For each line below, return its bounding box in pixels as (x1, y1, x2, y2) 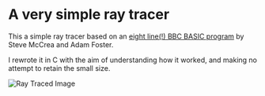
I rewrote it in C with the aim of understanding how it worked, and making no (8, 55, 257, 65)
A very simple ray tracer (8, 6, 170, 24)
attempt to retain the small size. (8, 63, 111, 72)
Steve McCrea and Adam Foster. (8, 39, 114, 49)
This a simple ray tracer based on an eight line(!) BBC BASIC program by (8, 31, 244, 41)
